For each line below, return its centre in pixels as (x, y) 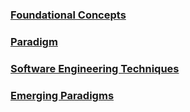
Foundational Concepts (68, 15)
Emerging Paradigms (62, 95)
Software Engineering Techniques (95, 68)
